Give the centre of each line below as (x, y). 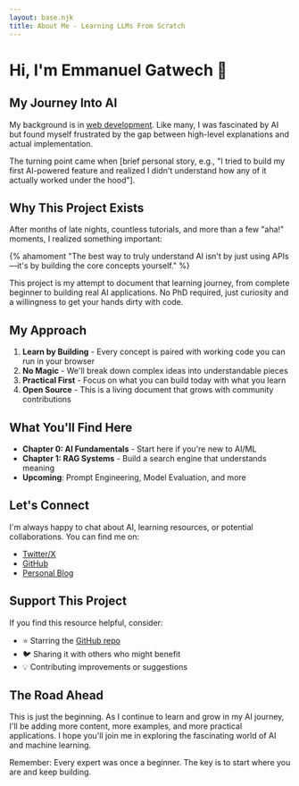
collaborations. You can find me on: (75, 537)
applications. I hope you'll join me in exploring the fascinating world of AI (143, 736)
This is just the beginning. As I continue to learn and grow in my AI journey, (147, 717)
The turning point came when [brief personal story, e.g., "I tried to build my (147, 161)
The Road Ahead (57, 695)
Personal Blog (48, 572)
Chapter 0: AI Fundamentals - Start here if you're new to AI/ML (139, 449)
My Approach (48, 330)
